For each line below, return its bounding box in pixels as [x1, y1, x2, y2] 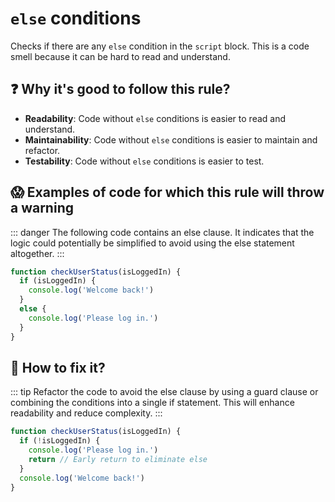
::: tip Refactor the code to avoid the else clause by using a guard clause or [10, 386, 319, 398]
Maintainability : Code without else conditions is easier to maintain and [24, 133, 318, 146]
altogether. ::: [10, 247, 65, 259]
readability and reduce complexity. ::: [10, 407, 163, 419]
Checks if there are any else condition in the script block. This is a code [10, 40, 310, 52]
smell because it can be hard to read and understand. [10, 50, 231, 62]
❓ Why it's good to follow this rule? [10, 81, 231, 98]
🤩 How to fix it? [10, 359, 106, 376]
